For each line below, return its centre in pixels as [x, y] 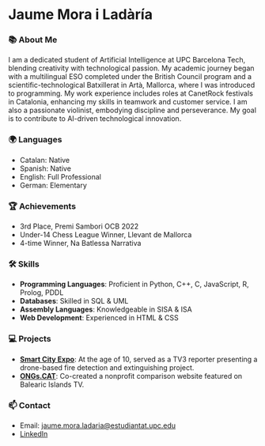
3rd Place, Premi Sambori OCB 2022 [79, 226]
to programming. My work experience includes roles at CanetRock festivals [131, 93]
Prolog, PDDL [42, 293]
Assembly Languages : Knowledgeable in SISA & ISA [106, 309]
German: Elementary [53, 185]
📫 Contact [30, 405]
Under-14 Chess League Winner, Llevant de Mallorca [106, 235]
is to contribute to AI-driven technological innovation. [95, 119]
